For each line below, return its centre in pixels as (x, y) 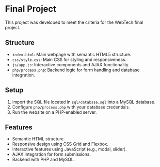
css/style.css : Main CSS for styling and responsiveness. (69, 60)
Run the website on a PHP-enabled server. (54, 112)
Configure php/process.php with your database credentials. (71, 107)
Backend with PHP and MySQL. (43, 159)
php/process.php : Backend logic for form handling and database (76, 70)
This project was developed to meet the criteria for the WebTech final (74, 22)
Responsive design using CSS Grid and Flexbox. (60, 144)
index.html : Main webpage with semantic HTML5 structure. (72, 54)
